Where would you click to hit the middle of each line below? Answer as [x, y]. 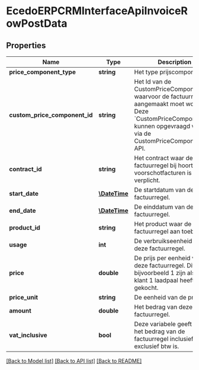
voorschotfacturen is [163, 173]
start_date [24, 194]
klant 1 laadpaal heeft [164, 280]
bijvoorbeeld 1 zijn [160, 273]
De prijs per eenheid [162, 258]
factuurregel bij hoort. [164, 165]
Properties [26, 45]
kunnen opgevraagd [162, 126]
